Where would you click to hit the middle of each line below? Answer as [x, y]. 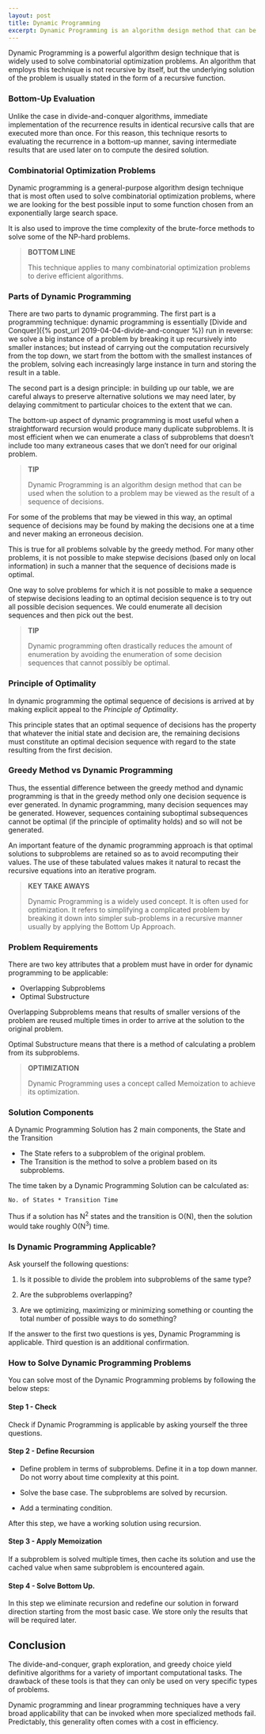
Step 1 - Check [32, 1406]
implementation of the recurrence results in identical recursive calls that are [131, 125]
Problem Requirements [53, 947]
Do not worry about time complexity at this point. [99, 1477]
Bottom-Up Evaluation [52, 98]
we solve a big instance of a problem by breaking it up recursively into [123, 339]
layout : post [30, 15]
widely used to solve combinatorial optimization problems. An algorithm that [132, 61]
